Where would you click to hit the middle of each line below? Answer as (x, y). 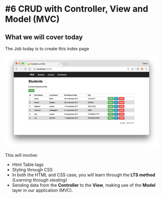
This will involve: (22, 155)
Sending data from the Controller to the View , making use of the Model (84, 185)
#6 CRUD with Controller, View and (77, 9)
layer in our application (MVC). (42, 190)
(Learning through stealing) (40, 180)
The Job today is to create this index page (47, 49)
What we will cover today (44, 37)
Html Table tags (28, 164)
